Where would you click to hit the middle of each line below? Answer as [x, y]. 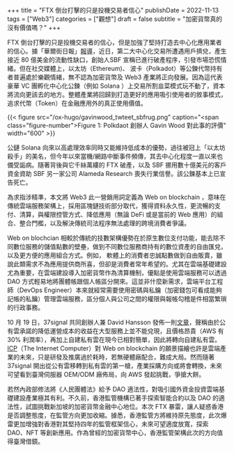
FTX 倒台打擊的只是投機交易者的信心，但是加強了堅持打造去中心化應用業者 [115, 42]
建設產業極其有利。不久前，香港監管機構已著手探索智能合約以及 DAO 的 [116, 398]
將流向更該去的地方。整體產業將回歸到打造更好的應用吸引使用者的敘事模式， [117, 95]
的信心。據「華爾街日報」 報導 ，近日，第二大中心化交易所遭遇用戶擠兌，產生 [117, 51]
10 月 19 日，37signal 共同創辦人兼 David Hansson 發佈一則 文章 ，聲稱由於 [114, 322]
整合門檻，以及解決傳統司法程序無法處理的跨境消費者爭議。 [104, 223]
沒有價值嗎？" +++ [34, 27]
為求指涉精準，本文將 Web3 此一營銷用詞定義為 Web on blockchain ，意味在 [117, 197]
